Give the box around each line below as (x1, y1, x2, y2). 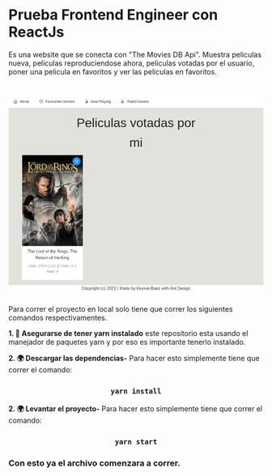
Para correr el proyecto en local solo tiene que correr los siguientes (8, 304, 233, 313)
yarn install (110, 386, 162, 396)
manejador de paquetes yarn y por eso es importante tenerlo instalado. (8, 337, 246, 346)
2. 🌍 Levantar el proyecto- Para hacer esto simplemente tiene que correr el (8, 404, 263, 414)
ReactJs (8, 23, 65, 41)
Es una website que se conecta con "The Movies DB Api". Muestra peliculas (8, 49, 261, 59)
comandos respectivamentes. (8, 312, 108, 322)
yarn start (114, 437, 158, 447)
